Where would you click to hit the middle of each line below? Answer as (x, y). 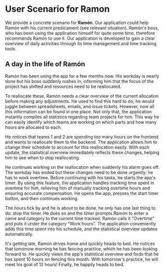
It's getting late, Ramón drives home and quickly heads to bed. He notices (80, 244)
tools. (11, 49)
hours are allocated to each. (33, 127)
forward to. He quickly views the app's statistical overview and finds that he (82, 254)
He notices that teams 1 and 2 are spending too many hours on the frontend (82, 136)
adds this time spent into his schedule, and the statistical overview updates (81, 229)
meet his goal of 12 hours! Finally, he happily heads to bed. (65, 264)
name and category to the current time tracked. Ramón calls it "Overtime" (80, 218)
